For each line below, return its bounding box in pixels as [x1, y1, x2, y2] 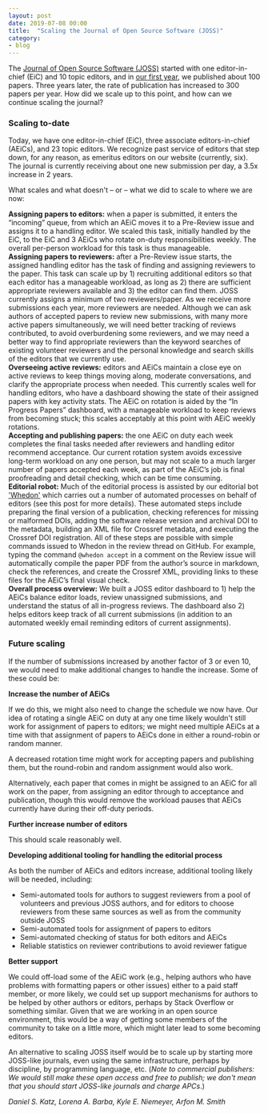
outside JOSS [19, 915, 66, 925]
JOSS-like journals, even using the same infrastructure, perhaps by [8, 1055, 230, 1065]
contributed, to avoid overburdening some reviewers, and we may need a [8, 329, 250, 338]
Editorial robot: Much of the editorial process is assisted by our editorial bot [8, 482, 258, 491]
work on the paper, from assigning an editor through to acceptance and [8, 786, 244, 796]
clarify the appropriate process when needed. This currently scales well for [8, 380, 256, 389]
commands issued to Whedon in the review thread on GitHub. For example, [8, 542, 256, 551]
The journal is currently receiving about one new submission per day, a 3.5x [8, 161, 258, 171]
